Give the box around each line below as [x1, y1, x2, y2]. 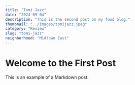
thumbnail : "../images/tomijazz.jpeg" [5, 21, 87, 27]
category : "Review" [5, 26, 47, 31]
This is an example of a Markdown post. [5, 74, 89, 80]
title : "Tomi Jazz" [5, 7, 47, 13]
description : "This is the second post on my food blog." [5, 17, 130, 22]
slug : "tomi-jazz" [5, 31, 44, 36]
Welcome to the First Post [5, 58, 116, 69]
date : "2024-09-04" [5, 12, 47, 17]
